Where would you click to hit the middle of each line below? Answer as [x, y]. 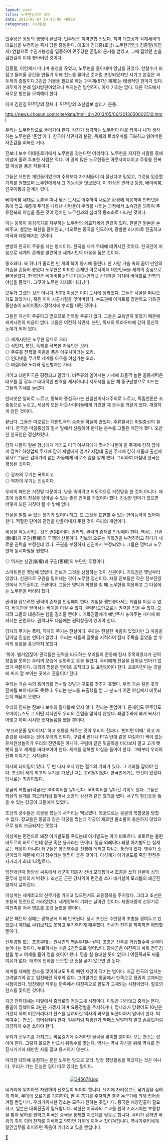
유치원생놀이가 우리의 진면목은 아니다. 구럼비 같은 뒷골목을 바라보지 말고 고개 [80, 743]
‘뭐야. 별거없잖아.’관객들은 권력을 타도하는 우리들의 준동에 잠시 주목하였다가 [78, 655]
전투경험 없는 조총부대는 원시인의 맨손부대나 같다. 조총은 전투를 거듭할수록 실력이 [84, 942]
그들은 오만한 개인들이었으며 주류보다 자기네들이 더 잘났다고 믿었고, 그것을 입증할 [84, 177]
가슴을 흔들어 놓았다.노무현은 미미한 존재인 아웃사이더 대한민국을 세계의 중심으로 [83, 270]
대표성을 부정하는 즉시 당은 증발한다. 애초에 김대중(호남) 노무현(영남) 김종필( [79, 45]
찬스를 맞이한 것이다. [25, 990]
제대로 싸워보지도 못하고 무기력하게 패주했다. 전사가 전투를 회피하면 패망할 [91, 925]
